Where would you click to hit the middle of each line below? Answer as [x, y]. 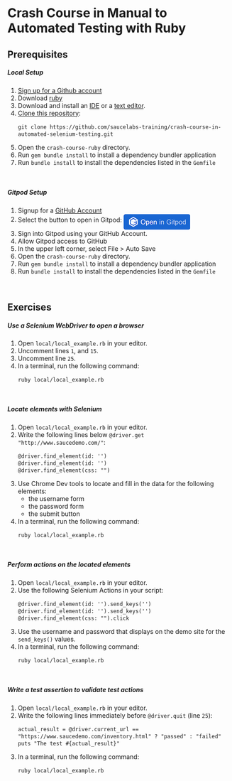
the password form [56, 506]
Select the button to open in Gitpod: [70, 220]
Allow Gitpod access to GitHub [62, 241]
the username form [56, 498]
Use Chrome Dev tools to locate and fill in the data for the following [116, 483]
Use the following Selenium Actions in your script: [90, 590]
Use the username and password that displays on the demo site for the [121, 631]
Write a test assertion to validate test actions [76, 690]
